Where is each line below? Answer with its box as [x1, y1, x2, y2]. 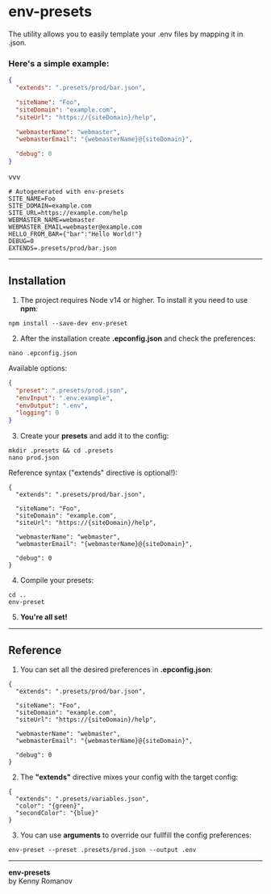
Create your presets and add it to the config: [19, 431, 169, 441]
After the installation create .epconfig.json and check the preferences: [19, 334, 256, 343]
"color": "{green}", [15, 802, 85, 810]
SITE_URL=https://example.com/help [8, 209, 128, 217]
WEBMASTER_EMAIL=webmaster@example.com [8, 223, 143, 232]
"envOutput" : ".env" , [15, 401, 89, 409]
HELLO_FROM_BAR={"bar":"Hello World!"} [8, 230, 143, 238]
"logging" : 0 [15, 409, 60, 418]
